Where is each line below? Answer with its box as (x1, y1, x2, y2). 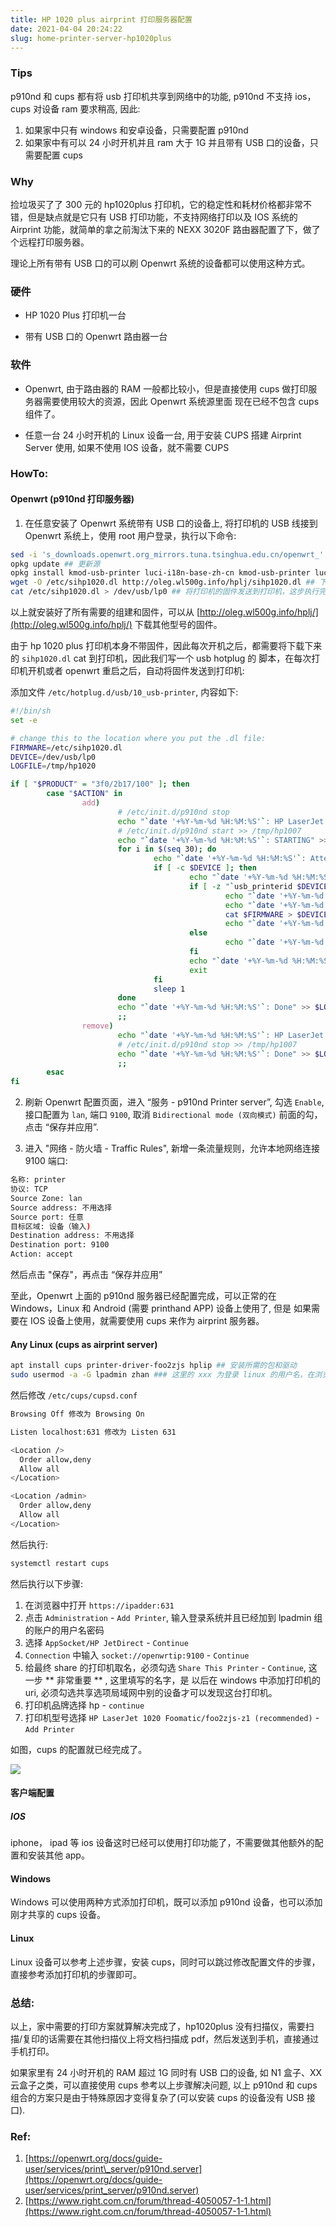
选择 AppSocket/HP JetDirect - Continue (24, 1636, 189, 1648)
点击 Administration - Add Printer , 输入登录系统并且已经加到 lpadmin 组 (24, 1611, 323, 1623)
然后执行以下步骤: (10, 1577, 84, 1590)
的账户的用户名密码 (24, 1624, 105, 1636)
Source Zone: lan (10, 1193, 83, 1203)
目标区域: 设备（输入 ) (10, 1221, 92, 1231)
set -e (10, 715, 38, 725)
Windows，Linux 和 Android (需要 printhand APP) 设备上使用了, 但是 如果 (10, 1302, 312, 1315)
